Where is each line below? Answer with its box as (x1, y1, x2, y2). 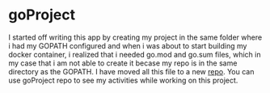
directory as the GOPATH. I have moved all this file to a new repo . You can (8, 66, 255, 76)
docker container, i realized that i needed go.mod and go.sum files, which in (8, 49, 261, 59)
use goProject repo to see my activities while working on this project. (8, 75, 238, 85)
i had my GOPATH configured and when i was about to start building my (8, 40, 247, 50)
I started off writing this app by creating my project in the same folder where (8, 32, 263, 42)
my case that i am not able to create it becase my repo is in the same (8, 58, 238, 68)
